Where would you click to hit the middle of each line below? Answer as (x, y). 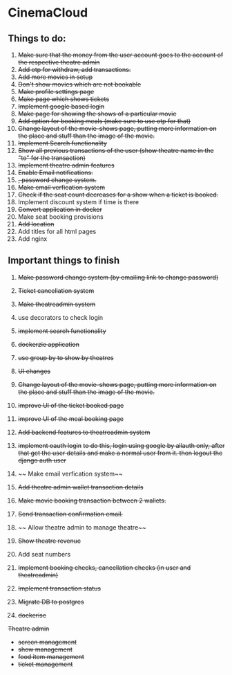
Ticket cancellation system (56, 290)
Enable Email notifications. (55, 172)
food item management (51, 656)
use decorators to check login (60, 317)
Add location (36, 224)
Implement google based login (61, 106)
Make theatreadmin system (57, 304)
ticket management (45, 664)
